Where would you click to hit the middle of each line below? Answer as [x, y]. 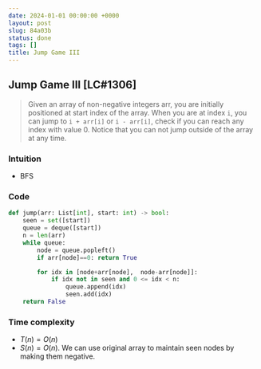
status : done [30, 38]
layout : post [30, 23]
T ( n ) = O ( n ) [39, 340]
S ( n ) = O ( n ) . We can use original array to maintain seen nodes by [127, 348]
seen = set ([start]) [57, 221]
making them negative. [57, 356]
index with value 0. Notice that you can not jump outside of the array [140, 129]
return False [44, 302]
